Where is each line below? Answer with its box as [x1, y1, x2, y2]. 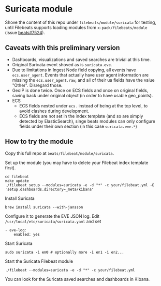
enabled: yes [14, 232, 40, 237]
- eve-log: [5, 227, 27, 233]
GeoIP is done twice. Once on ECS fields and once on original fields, [12, 87, 148, 93]
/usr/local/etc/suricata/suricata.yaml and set [5, 218, 102, 224]
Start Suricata [5, 241, 33, 246]
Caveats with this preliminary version [5, 44, 120, 52]
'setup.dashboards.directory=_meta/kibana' [5, 187, 94, 192]
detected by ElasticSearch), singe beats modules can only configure [19, 118, 156, 124]
